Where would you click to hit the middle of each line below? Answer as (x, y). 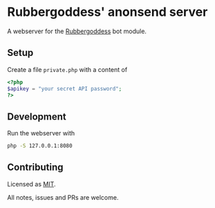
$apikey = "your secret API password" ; (65, 88)
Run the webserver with (41, 133)
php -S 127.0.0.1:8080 (40, 146)
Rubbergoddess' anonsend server (107, 12)
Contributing (35, 168)
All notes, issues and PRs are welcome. (63, 197)
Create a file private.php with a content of (67, 69)
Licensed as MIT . (32, 184)
